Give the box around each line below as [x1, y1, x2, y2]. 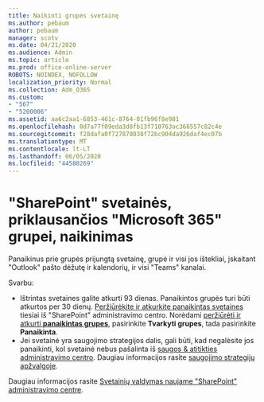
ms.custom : [8, 93, 45, 101]
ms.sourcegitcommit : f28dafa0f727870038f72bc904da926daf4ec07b [8, 130, 223, 138]
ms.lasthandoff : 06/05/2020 [8, 152, 102, 160]
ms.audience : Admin [8, 49, 73, 57]
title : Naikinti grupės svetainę [8, 11, 119, 20]
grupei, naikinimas [8, 228, 134, 246]
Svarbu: [8, 278, 34, 287]
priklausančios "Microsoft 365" [8, 211, 223, 229]
